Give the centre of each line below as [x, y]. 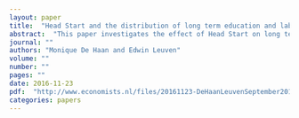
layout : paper [36, 17]
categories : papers [45, 100]
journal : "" [31, 42]
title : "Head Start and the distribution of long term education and [143, 26]
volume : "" [29, 59]
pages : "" [28, 75]
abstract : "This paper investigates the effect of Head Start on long [145, 34]
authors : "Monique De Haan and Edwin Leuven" [95, 51]
